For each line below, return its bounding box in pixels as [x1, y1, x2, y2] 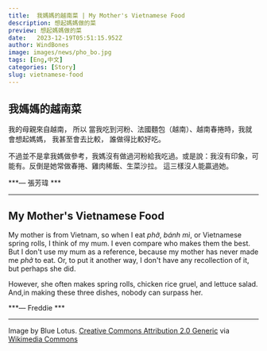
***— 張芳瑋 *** [8, 178, 61, 187]
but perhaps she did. [8, 264, 76, 274]
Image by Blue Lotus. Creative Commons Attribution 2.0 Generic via [8, 326, 230, 336]
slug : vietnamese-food [8, 71, 83, 79]
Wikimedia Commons [8, 334, 78, 344]
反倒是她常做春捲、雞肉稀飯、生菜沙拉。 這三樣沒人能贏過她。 [29, 161, 233, 171]
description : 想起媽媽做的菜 [8, 19, 97, 27]
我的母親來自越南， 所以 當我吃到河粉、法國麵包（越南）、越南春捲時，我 [8, 125, 246, 134]
